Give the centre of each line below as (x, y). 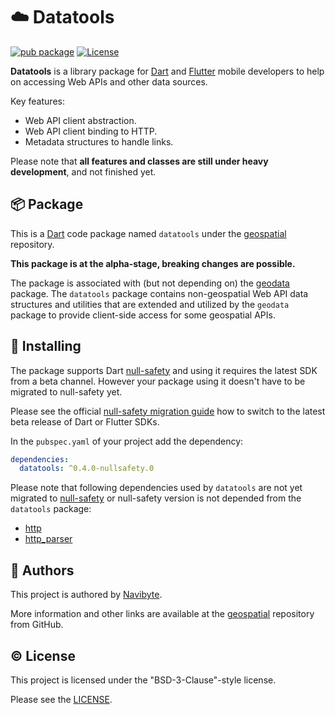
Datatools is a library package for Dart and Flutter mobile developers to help (167, 71)
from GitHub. (37, 625)
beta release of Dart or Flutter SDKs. (85, 421)
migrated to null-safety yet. (66, 391)
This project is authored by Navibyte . (86, 595)
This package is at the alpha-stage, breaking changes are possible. (153, 263)
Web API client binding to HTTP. (91, 131)
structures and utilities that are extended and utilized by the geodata (150, 304)
